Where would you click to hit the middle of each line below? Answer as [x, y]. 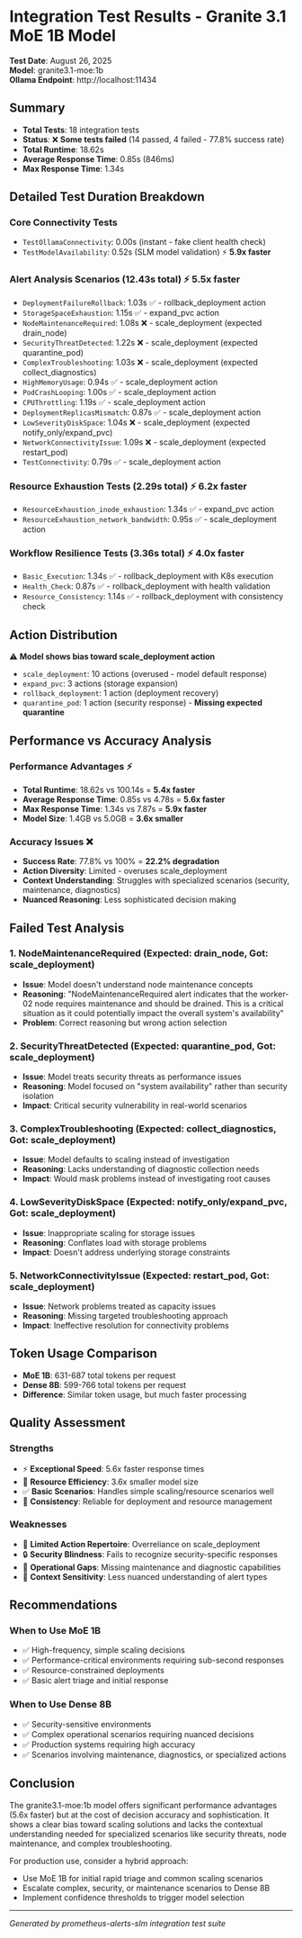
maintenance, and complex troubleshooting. [91, 1843]
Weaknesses [38, 1525]
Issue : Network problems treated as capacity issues [119, 1306]
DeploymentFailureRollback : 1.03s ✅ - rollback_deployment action [144, 302]
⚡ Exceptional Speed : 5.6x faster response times [113, 1468]
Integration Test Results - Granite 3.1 [148, 17]
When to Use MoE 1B [55, 1631]
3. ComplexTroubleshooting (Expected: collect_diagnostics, [143, 1129]
